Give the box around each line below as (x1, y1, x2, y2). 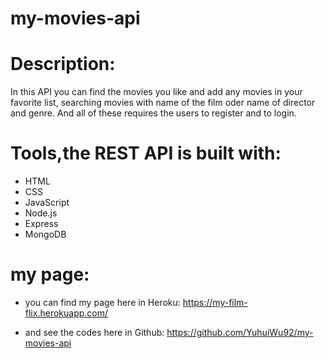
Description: (10, 53, 116, 76)
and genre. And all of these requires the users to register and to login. (10, 107, 297, 119)
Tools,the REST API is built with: (10, 142, 282, 165)
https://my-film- (182, 297, 248, 308)
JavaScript (24, 197, 70, 209)
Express (24, 218, 59, 230)
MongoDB (24, 228, 67, 241)
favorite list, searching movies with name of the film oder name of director (10, 97, 316, 109)
